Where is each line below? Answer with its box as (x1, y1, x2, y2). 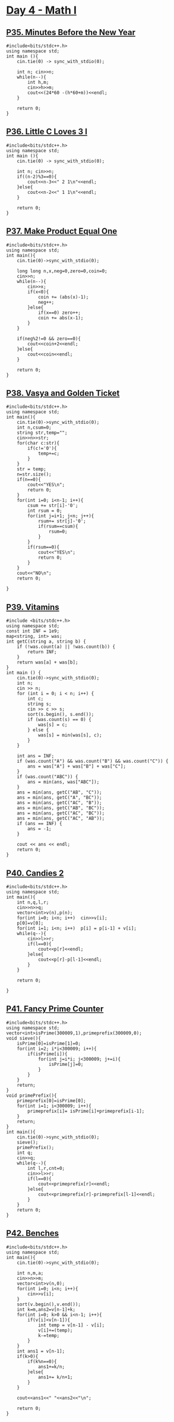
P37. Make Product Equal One (6, 226, 118, 237)
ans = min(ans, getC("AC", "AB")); (17, 816, 105, 822)
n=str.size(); (17, 471, 52, 477)
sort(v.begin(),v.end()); (17, 1301, 81, 1307)
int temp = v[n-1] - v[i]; (37, 1322, 105, 1328)
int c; (27, 696, 44, 702)
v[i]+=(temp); (37, 1327, 73, 1333)
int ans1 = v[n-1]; (17, 1348, 65, 1354)
